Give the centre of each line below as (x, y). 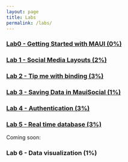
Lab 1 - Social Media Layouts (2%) (56, 60)
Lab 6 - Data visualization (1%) (52, 153)
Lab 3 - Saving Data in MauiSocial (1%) (64, 92)
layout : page (23, 12)
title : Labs (21, 17)
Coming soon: (23, 137)
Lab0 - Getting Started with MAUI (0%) (64, 44)
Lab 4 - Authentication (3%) (48, 108)
